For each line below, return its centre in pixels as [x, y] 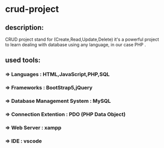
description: [24, 28]
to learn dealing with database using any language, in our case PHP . [76, 45]
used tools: [23, 60]
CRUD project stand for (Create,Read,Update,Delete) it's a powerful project [82, 39]
